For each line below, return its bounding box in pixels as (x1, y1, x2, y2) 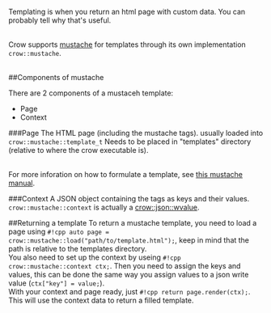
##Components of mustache (8, 73, 104, 82)
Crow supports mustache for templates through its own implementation (8, 40, 247, 49)
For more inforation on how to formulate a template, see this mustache (8, 170, 243, 179)
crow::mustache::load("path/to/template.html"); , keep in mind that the (8, 235, 249, 245)
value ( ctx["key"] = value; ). (8, 278, 105, 288)
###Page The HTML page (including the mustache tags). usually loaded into (8, 129, 264, 137)
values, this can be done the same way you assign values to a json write (8, 270, 249, 279)
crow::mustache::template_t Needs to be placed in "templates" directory (8, 137, 252, 146)
